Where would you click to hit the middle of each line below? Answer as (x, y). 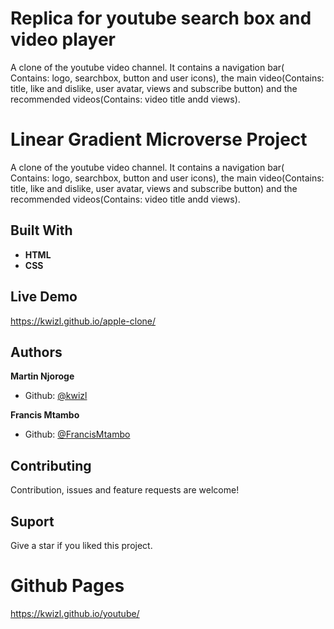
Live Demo (44, 297)
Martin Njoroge (42, 376)
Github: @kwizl (56, 396)
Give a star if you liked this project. (81, 545)
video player (63, 39)
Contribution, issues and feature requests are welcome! (125, 490)
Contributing (51, 465)
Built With (41, 230)
